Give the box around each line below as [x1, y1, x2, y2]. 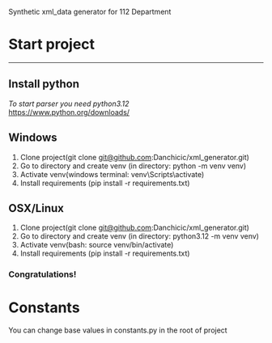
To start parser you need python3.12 [8, 99, 130, 108]
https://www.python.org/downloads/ [8, 107, 130, 116]
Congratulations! [8, 269, 77, 280]
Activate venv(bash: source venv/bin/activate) [19, 240, 174, 250]
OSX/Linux [8, 201, 65, 215]
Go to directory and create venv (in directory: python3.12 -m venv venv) [19, 231, 259, 241]
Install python [8, 77, 79, 91]
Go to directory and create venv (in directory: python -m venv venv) [19, 161, 247, 171]
